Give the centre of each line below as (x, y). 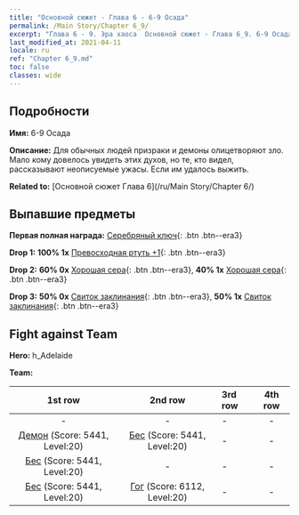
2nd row (168, 400)
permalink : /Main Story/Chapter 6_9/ (79, 26)
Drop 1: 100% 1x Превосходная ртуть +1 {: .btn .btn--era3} (118, 253)
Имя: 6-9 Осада (40, 133)
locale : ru (29, 51)
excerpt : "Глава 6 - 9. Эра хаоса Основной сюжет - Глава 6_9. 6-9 (139, 34)
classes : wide (36, 76)
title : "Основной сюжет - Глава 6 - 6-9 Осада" (99, 17)
